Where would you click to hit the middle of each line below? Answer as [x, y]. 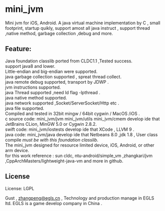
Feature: [18, 49]
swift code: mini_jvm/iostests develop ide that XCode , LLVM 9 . [70, 129]
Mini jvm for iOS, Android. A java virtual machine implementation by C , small [83, 23]
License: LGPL [20, 188]
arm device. [17, 150]
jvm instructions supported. [33, 87]
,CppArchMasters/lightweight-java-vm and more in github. [64, 161]
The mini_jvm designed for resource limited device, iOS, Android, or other [80, 145]
